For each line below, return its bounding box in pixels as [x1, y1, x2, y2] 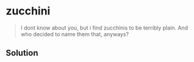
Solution [5, 48, 38, 58]
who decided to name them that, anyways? [20, 30, 129, 37]
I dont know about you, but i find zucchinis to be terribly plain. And [20, 24, 189, 31]
